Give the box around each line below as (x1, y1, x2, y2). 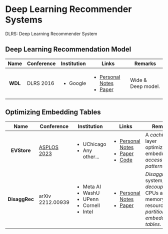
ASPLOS (38, 143, 59, 150)
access (145, 156, 162, 163)
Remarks (134, 60, 156, 67)
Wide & (129, 76, 147, 83)
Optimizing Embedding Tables (5, 108, 101, 116)
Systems (5, 14, 42, 25)
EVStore (10, 146, 31, 153)
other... (82, 153, 100, 160)
